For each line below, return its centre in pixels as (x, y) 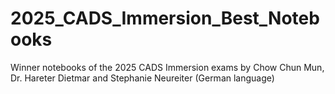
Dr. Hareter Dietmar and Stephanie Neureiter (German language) (142, 78)
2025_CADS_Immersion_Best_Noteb (165, 18)
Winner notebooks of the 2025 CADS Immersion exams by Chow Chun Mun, (167, 67)
